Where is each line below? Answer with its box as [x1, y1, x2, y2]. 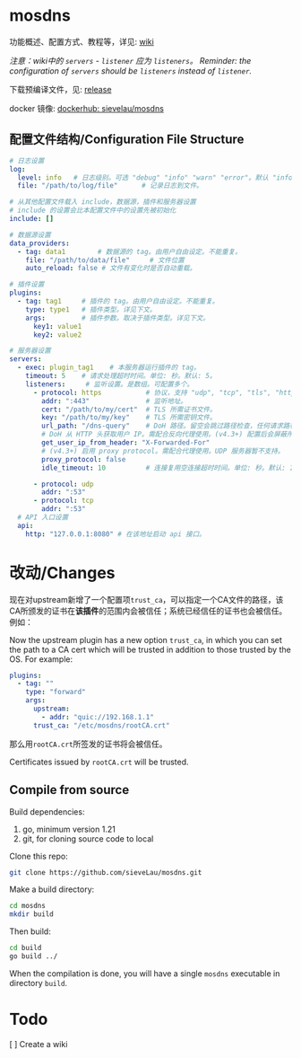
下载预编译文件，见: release [9, 84, 112, 94]
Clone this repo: [9, 851, 69, 861]
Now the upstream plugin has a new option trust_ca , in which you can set [9, 634, 282, 645]
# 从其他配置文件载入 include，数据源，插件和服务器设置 [9, 198, 197, 207]
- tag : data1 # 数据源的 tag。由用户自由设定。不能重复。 [17, 247, 242, 256]
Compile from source [9, 782, 130, 798]
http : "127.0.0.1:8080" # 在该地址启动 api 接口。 [25, 529, 206, 539]
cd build [9, 944, 42, 953]
